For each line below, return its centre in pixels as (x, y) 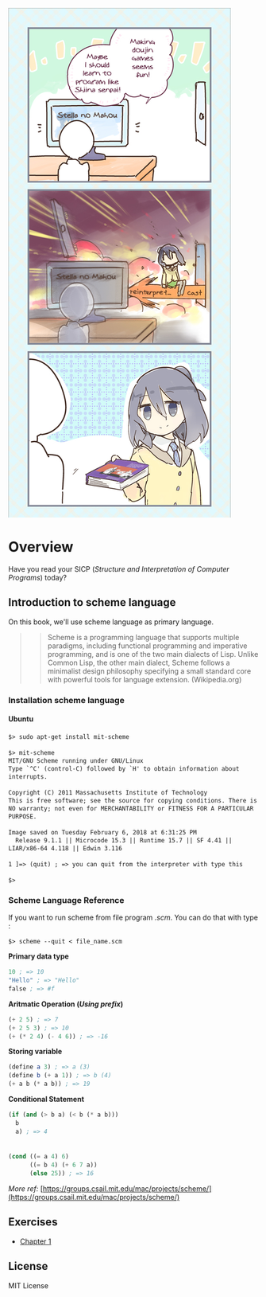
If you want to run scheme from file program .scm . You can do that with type (133, 918)
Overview (41, 547)
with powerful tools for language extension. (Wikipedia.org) (145, 679)
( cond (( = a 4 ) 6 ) (39, 1157)
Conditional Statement (46, 1100)
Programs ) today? (38, 577)
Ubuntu (21, 719)
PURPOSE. (23, 816)
